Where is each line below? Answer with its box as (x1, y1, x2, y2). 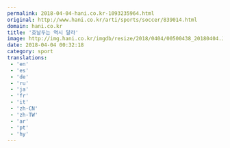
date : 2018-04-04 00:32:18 (7, 42, 84, 48)
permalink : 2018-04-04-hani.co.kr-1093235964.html (7, 10, 155, 17)
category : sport (7, 48, 53, 55)
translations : (7, 55, 48, 61)
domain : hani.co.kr (7, 23, 63, 29)
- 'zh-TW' (10, 111, 38, 118)
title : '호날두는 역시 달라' (7, 29, 79, 36)
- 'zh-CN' (10, 105, 38, 112)
